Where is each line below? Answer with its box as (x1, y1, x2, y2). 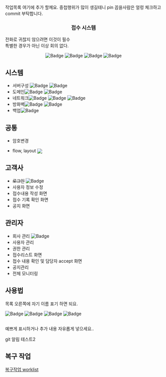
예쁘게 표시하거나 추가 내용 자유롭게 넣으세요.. (5, 326, 94, 332)
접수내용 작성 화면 (12, 190, 47, 196)
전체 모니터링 (12, 270, 38, 276)
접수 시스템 (71, 24, 96, 31)
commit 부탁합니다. (5, 10, 43, 16)
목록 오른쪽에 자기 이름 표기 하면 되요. (5, 301, 78, 307)
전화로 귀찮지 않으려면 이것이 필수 (5, 36, 71, 42)
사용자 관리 (12, 239, 34, 245)
